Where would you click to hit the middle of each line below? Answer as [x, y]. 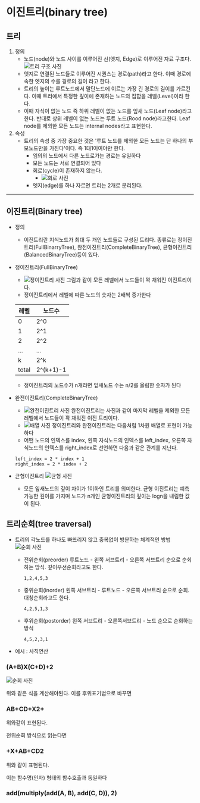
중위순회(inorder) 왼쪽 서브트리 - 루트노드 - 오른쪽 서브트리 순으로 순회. [107, 590]
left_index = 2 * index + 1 [49, 459]
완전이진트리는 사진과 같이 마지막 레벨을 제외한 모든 [131, 410]
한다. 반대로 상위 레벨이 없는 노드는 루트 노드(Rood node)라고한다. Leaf [107, 118]
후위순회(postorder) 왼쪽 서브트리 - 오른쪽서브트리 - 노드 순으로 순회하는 [108, 620]
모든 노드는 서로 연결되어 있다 [67, 163]
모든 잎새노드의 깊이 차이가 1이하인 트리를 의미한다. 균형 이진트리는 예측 [107, 488]
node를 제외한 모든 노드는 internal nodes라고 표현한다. [88, 126]
